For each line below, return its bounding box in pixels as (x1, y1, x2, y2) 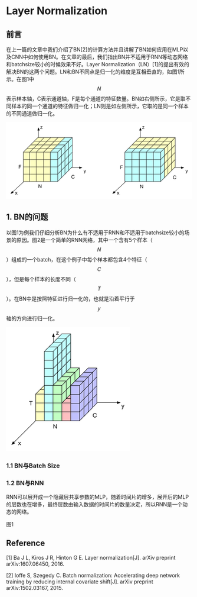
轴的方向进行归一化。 (6, 315, 58, 322)
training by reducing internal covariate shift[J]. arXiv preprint (6, 578, 153, 585)
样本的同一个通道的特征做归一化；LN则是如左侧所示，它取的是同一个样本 (11, 102, 189, 109)
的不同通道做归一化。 (6, 110, 58, 117)
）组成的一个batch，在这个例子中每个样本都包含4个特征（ (6, 256, 147, 263)
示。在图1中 (6, 76, 34, 82)
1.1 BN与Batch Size (6, 462, 60, 470)
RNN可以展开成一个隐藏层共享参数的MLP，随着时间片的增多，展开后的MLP (6, 493, 189, 501)
